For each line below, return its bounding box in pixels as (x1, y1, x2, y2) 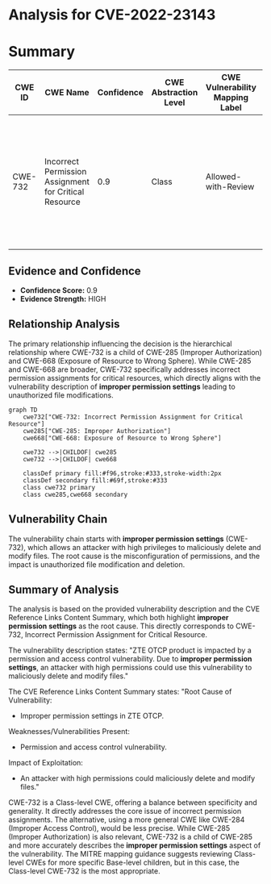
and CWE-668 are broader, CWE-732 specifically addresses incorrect (8, 365, 240, 374)
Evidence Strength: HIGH (19, 294, 106, 303)
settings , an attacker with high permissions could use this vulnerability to (8, 663, 252, 673)
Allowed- (205, 171, 242, 182)
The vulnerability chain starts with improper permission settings (8, 534, 224, 544)
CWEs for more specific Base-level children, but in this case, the (25, 857, 240, 868)
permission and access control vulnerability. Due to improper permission (8, 654, 252, 664)
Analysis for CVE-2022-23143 (8, 6, 216, 24)
